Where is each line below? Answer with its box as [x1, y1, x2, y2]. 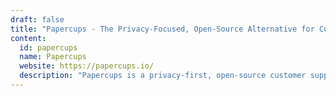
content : [10, 33, 47, 43]
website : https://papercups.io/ [19, 61, 155, 71]
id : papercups [19, 42, 78, 53]
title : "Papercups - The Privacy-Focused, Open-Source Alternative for [10, 24, 315, 34]
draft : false [10, 14, 65, 25]
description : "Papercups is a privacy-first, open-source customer [19, 71, 307, 81]
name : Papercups [19, 52, 87, 62]
